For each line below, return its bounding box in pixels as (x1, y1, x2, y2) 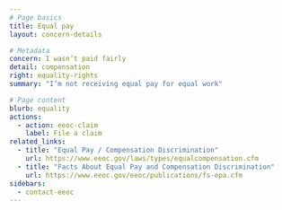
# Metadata (9, 46, 50, 55)
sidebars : (9, 179, 47, 188)
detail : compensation (9, 63, 91, 72)
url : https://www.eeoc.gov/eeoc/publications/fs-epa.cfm (25, 171, 243, 179)
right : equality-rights (9, 71, 99, 81)
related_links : (9, 137, 66, 146)
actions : (9, 112, 42, 121)
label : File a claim (25, 129, 102, 138)
